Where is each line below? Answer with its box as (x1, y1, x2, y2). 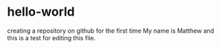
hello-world (7, 4, 75, 20)
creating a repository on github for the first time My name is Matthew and (7, 27, 215, 35)
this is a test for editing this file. (7, 33, 96, 42)
